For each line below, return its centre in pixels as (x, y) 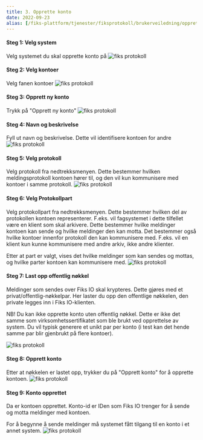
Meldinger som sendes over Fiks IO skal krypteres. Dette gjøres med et (95, 289)
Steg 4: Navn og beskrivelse (42, 124)
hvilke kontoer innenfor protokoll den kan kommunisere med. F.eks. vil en (97, 237)
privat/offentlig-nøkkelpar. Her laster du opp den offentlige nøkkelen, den (97, 296)
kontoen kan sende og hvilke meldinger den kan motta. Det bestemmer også (101, 231)
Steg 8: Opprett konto (34, 359)
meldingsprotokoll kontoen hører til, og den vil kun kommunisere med (92, 178)
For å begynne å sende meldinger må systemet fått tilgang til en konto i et (98, 424)
